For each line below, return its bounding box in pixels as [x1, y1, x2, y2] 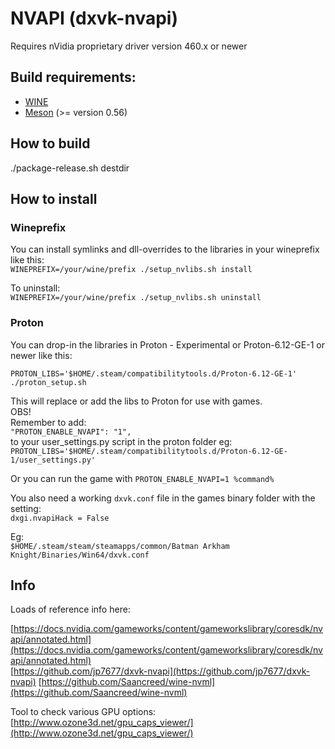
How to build [10, 135, 91, 152]
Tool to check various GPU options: [10, 706, 157, 718]
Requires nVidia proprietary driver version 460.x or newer [10, 40, 248, 52]
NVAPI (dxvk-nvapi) [10, 7, 178, 30]
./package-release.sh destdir [10, 162, 130, 174]
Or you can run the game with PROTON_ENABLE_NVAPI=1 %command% [10, 472, 275, 484]
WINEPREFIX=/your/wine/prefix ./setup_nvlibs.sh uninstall [10, 293, 262, 303]
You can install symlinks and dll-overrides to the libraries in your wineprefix [10, 243, 320, 256]
